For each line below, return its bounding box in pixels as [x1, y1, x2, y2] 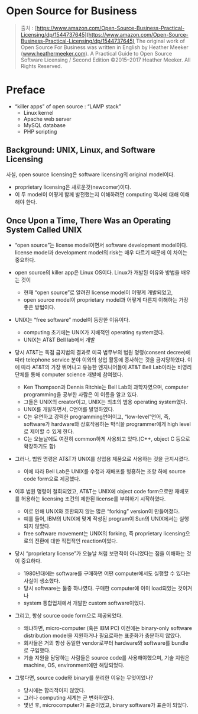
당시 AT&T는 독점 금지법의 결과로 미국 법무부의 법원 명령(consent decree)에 [14, 348, 191, 356]
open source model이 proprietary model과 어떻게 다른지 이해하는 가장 [23, 296, 189, 303]
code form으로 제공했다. [23, 475, 81, 482]
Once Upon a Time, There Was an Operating [6, 216, 171, 226]
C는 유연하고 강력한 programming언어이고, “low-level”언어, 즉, [23, 413, 170, 420]
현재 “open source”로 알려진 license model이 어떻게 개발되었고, [23, 289, 173, 296]
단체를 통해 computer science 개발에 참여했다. [14, 371, 124, 378]
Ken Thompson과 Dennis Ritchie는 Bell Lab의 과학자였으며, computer [23, 383, 189, 390]
